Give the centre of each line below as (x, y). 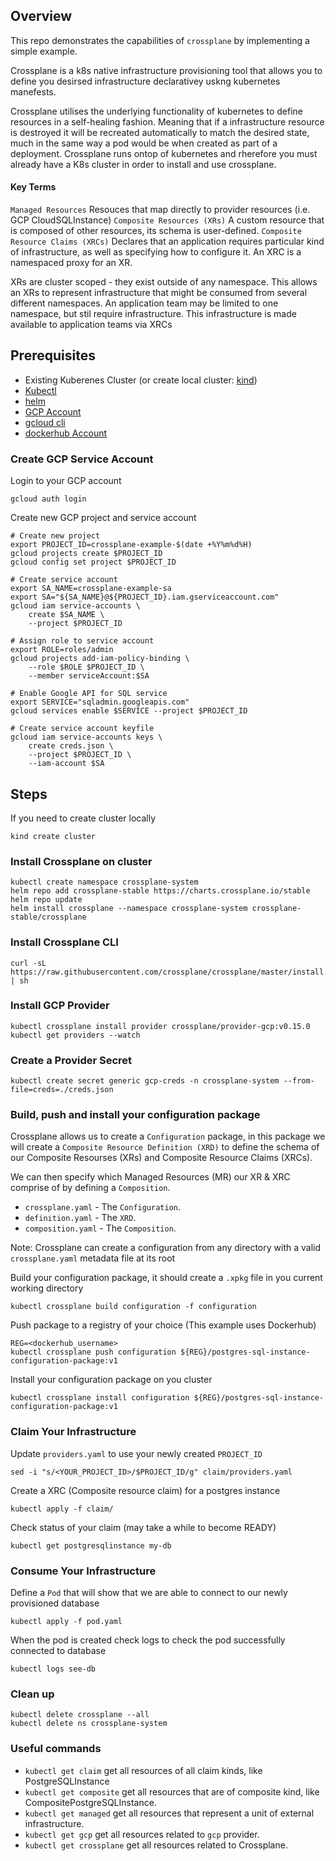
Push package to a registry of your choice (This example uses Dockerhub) (163, 1325)
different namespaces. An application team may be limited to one (144, 303)
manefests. (33, 91)
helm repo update (46, 900)
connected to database (58, 1651)
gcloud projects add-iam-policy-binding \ (100, 659)
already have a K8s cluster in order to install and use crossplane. (143, 164)
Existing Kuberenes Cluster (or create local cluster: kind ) (141, 380)
